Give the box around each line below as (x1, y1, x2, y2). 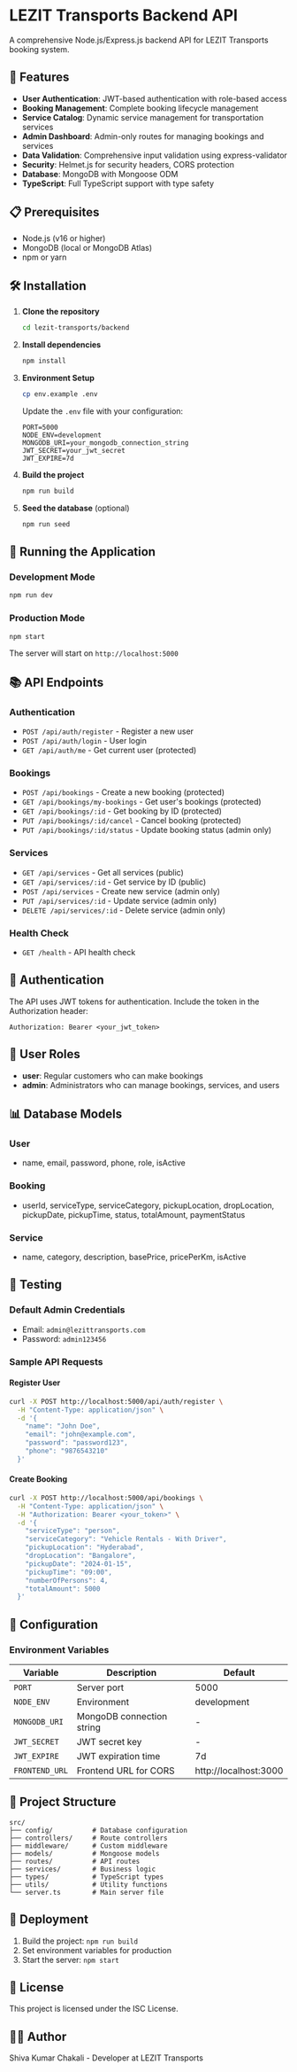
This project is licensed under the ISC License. (9, 2004, 179, 2014)
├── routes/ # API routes (9, 1857, 141, 1866)
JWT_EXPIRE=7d (21, 454, 74, 463)
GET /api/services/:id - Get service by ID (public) (21, 876, 207, 887)
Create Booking (9, 1474, 68, 1484)
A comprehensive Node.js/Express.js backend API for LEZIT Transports (9, 35, 269, 45)
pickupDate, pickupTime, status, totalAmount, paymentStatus (21, 1209, 246, 1219)
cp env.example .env (21, 390, 98, 399)
